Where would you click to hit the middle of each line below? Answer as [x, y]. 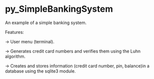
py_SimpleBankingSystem [59, 9]
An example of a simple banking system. [46, 23]
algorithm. [15, 56]
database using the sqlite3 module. [40, 71]
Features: [15, 32]
